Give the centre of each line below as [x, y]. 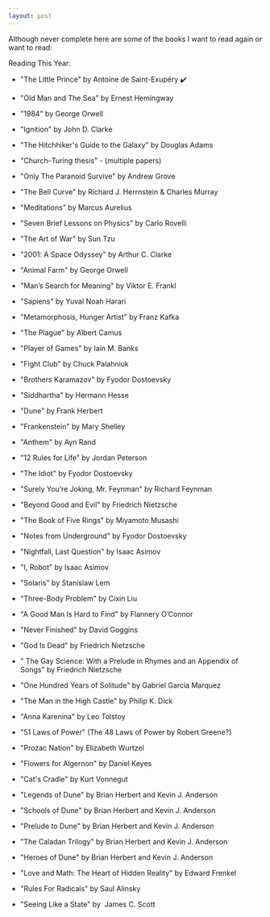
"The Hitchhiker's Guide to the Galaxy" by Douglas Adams [116, 144]
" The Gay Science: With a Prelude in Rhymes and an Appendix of [129, 661]
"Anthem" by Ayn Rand [58, 442]
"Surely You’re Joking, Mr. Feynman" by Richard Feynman [116, 488]
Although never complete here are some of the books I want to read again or [135, 39]
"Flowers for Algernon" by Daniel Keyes [86, 763]
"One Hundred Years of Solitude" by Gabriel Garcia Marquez [120, 685]
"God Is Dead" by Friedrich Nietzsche [82, 645]
